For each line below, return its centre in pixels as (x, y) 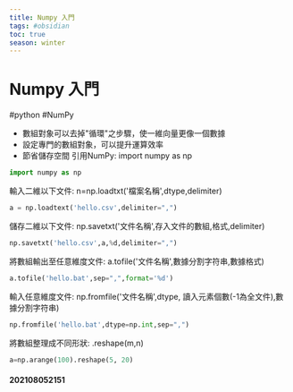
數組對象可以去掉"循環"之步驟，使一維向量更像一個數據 (124, 133)
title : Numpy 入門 (42, 17)
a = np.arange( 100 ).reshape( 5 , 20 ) (71, 360)
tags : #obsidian (39, 26)
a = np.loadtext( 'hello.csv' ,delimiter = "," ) (93, 208)
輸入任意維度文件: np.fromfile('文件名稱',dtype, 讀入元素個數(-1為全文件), (142, 296)
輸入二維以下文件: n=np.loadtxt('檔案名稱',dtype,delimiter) (116, 191)
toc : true (28, 34)
